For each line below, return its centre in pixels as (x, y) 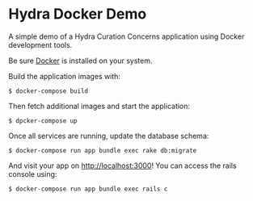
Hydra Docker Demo (78, 14)
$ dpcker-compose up (43, 121)
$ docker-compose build (48, 91)
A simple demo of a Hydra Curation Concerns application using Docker (126, 36)
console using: (33, 174)
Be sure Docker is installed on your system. (80, 61)
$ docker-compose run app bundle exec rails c (88, 189)
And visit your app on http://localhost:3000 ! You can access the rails (122, 165)
